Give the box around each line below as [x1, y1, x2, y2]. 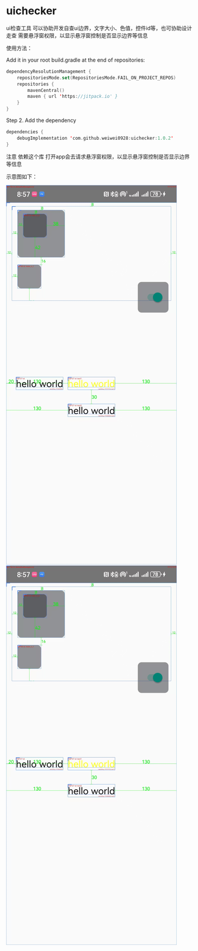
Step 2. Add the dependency [6, 117, 76, 124]
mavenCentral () [27, 87, 65, 93]
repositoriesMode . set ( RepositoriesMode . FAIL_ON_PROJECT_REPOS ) [17, 75, 177, 81]
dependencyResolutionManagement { [6, 68, 92, 75]
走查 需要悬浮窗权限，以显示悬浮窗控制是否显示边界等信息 [6, 31, 148, 39]
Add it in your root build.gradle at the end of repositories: [6, 56, 145, 63]
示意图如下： [6, 173, 37, 180]
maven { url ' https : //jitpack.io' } [27, 94, 118, 100]
